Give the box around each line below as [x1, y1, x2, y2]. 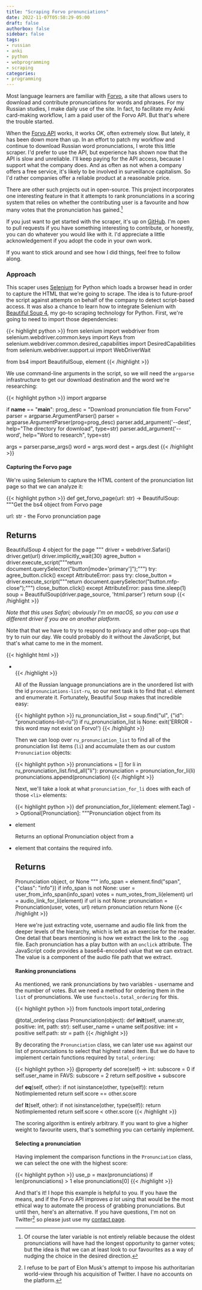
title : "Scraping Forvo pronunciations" [6, 8, 109, 15]
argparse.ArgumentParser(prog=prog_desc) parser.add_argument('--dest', [6, 419, 191, 426]
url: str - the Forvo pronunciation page [6, 512, 101, 520]
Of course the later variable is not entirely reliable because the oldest [23, 1233, 195, 1240]
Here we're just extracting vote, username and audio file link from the [14, 921, 187, 929]
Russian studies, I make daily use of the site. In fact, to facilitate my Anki [6, 105, 185, 112]
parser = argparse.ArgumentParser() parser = [6, 413, 120, 420]
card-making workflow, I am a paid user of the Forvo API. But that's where [6, 112, 190, 119]
